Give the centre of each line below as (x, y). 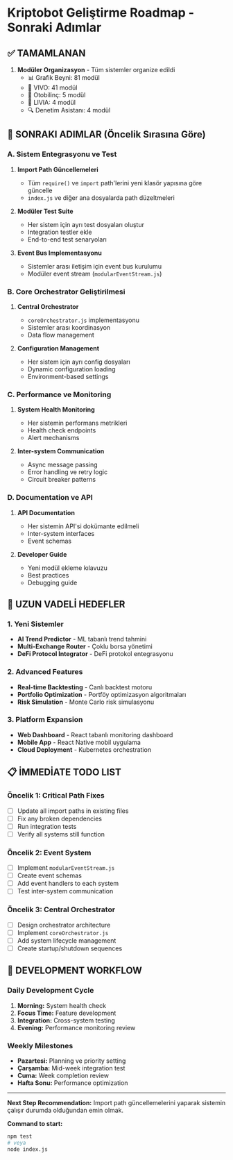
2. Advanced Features (45, 672)
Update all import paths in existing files (73, 811)
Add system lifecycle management (67, 940)
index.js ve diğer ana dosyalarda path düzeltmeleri (101, 197)
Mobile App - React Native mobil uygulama (79, 742)
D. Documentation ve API (50, 498)
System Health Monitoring (56, 410)
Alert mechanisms (53, 438)
